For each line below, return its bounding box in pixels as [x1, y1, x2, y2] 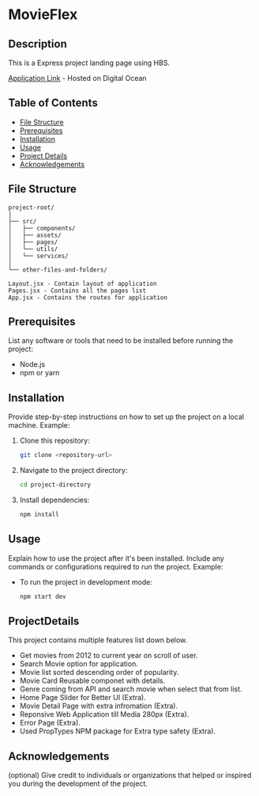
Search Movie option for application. [19, 659, 138, 668]
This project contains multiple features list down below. [8, 635, 188, 645]
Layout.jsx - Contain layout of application [8, 280, 157, 288]
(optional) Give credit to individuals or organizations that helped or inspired [8, 771, 252, 780]
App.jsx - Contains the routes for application [8, 293, 168, 302]
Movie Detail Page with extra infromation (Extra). [19, 701, 178, 710]
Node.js [19, 360, 46, 369]
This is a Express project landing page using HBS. [8, 58, 171, 67]
